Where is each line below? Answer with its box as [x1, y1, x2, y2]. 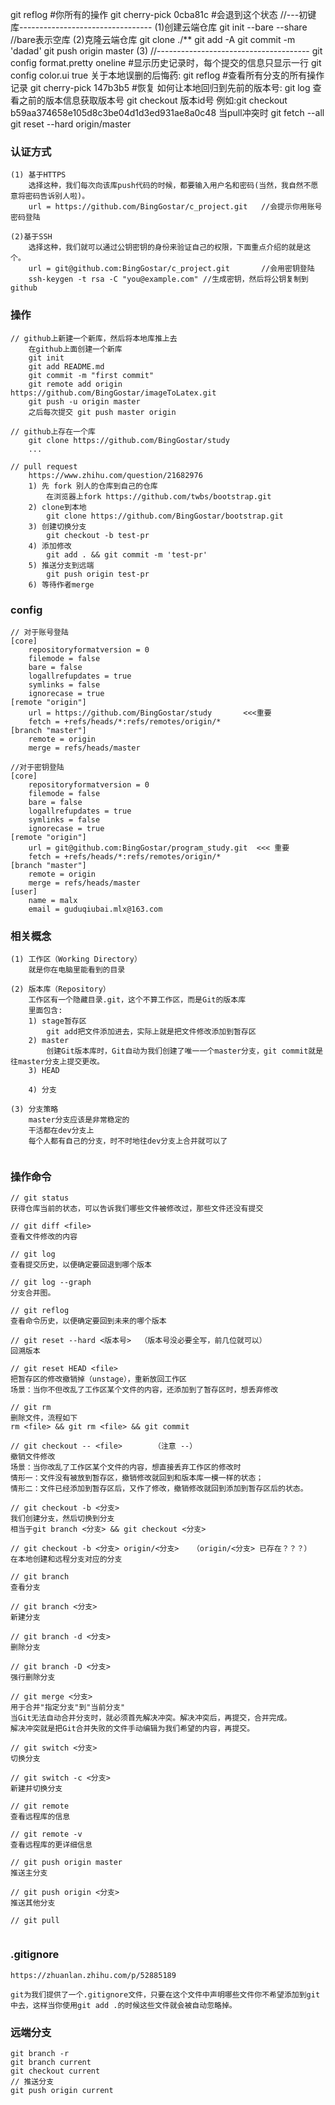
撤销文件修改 [10, 1452, 56, 1462]
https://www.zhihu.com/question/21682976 [28, 470, 203, 480]
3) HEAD [28, 1066, 60, 1076]
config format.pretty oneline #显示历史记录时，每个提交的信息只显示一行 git [10, 57, 322, 68]
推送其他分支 [10, 1898, 56, 1908]
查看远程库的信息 [10, 1812, 71, 1822]
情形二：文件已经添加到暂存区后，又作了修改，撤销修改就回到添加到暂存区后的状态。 [10, 1484, 308, 1494]
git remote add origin [28, 379, 123, 389]
